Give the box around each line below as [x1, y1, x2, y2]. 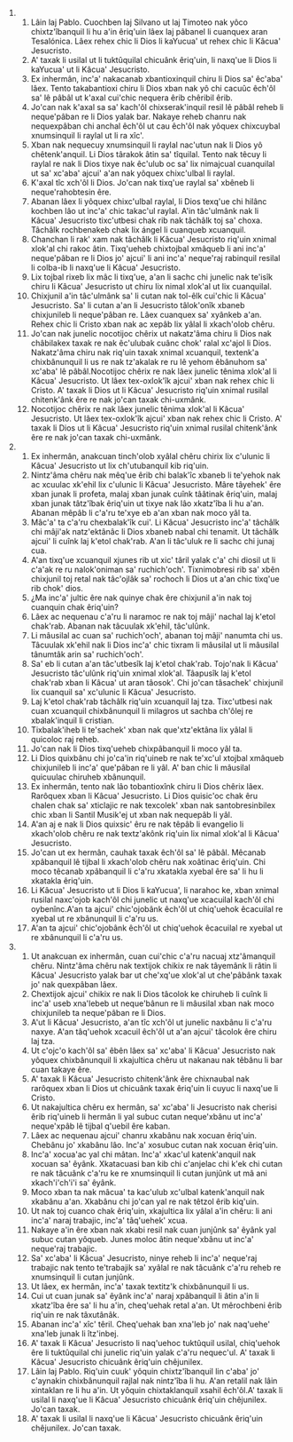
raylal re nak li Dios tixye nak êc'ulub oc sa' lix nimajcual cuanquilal [30, 159, 275, 169]
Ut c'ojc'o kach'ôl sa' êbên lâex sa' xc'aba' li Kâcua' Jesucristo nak [30, 1045, 276, 1056]
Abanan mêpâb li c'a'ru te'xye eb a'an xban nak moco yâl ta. [30, 508, 252, 518]
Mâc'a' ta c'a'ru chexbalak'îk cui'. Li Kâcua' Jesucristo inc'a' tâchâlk [30, 517, 281, 527]
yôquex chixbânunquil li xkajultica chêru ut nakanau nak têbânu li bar [30, 1055, 283, 1065]
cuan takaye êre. [30, 1065, 92, 1074]
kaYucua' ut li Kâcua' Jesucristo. [30, 64, 150, 75]
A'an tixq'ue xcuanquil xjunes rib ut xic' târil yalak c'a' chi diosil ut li [30, 555, 276, 565]
